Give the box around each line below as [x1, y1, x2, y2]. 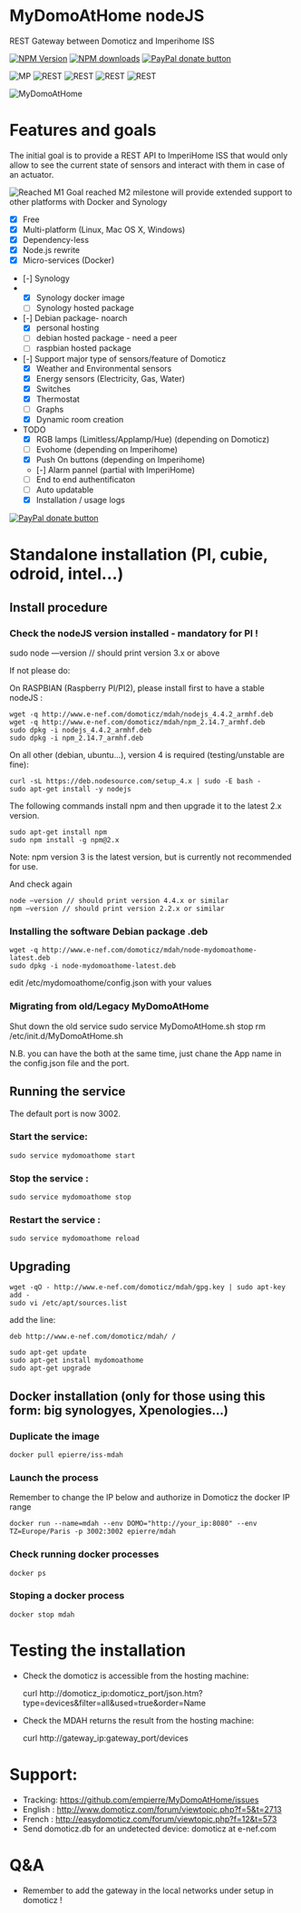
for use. [9, 861, 39, 872]
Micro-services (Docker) [22, 255, 115, 266]
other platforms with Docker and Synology [9, 196, 168, 207]
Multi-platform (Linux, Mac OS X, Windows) [22, 224, 186, 235]
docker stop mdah [9, 1610, 75, 1619]
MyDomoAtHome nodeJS [9, 5, 205, 26]
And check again [9, 879, 73, 889]
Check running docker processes [9, 1548, 160, 1560]
